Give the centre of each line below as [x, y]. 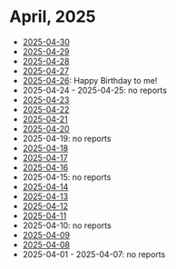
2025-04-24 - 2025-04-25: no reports [95, 90]
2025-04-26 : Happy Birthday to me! [90, 80]
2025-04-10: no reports [67, 225]
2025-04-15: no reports [67, 177]
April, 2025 [53, 17]
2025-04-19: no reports [67, 138]
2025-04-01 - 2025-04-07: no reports [94, 254]
